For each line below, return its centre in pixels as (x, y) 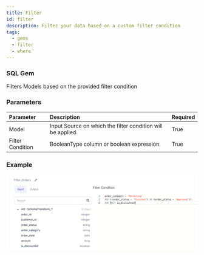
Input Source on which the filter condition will (106, 126)
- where (22, 52)
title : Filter (24, 13)
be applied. (63, 132)
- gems (20, 39)
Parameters (24, 102)
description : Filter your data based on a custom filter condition (93, 25)
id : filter (20, 19)
